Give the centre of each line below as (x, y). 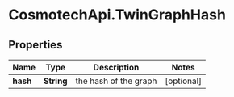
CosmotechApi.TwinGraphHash (117, 15)
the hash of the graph (116, 81)
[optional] (184, 81)
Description (116, 67)
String (55, 81)
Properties (36, 45)
